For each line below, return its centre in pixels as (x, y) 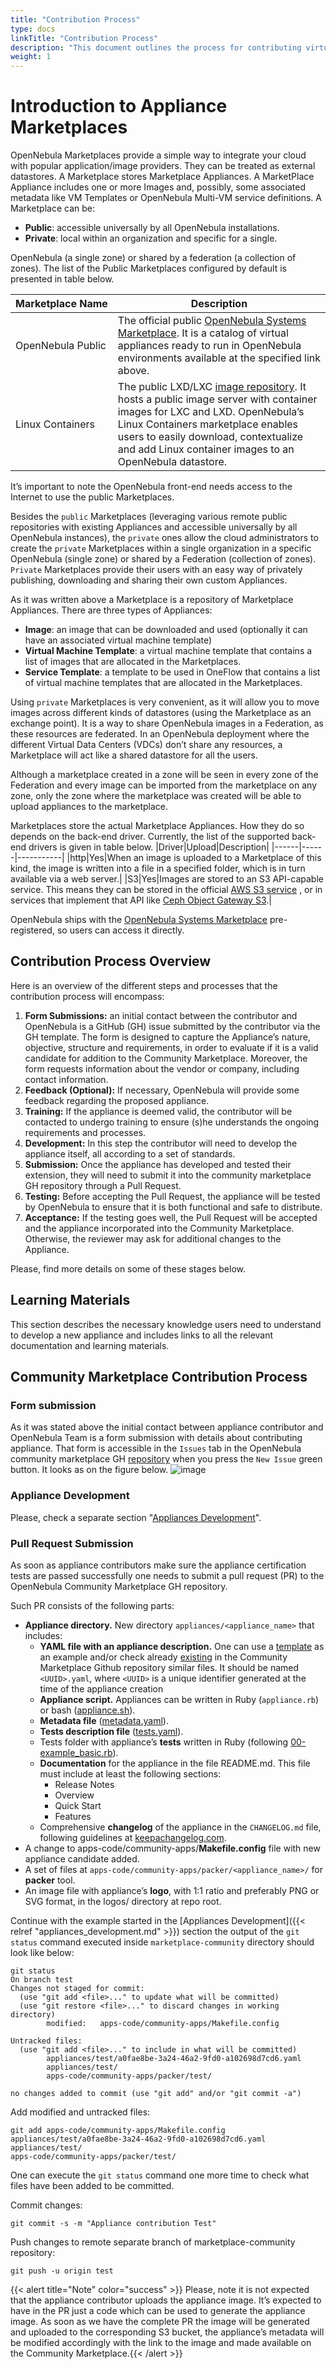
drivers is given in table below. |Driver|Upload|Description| (149, 847)
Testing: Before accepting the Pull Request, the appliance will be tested (172, 1196)
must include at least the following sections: (130, 1773)
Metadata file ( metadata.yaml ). (104, 1720)
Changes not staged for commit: (77, 1988)
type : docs (33, 29)
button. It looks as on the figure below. (89, 1470)
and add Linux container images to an (206, 449)
